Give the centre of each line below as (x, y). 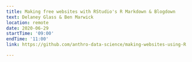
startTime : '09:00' (30, 34)
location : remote (27, 22)
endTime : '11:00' (27, 39)
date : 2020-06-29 (27, 28)
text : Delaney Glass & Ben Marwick (50, 17)
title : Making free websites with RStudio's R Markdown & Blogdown (91, 12)
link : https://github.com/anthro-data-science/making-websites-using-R (96, 45)
